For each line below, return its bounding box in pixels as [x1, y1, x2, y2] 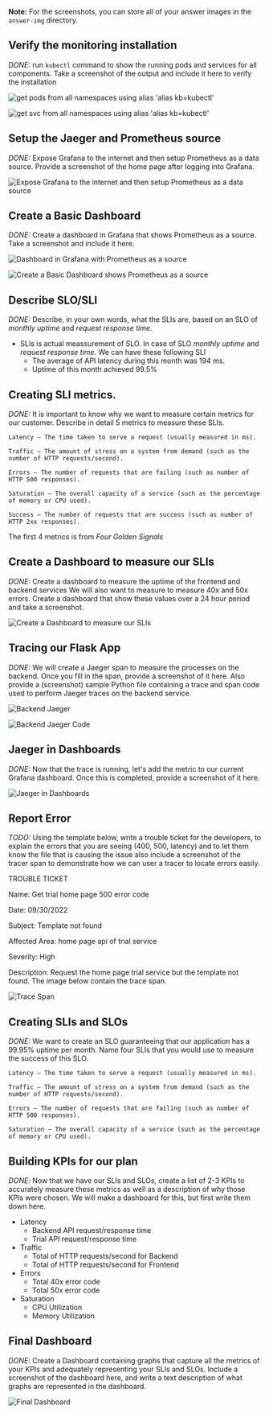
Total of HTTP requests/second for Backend [31, 1251, 178, 1260]
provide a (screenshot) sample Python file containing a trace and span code [8, 679, 259, 689]
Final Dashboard [8, 1334, 92, 1348]
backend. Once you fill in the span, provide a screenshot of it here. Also [8, 671, 246, 681]
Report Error [8, 811, 71, 825]
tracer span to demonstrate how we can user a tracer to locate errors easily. [8, 859, 261, 868]
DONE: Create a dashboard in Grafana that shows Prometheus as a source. [8, 230, 257, 240]
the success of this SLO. [8, 1053, 89, 1063]
